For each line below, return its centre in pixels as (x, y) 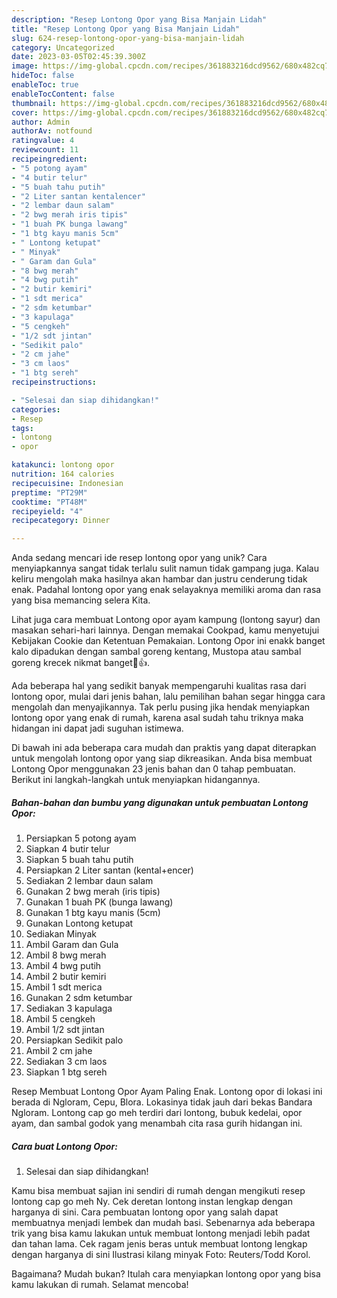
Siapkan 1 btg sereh (66, 1072)
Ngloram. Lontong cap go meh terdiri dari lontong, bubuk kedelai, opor (157, 1113)
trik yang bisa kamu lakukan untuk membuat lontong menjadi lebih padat (161, 1233)
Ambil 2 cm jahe (59, 1051)
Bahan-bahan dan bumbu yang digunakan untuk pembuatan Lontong (160, 802)
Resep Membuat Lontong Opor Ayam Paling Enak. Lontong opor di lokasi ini (167, 1092)
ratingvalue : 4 (43, 141)
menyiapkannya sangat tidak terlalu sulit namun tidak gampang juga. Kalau (165, 568)
